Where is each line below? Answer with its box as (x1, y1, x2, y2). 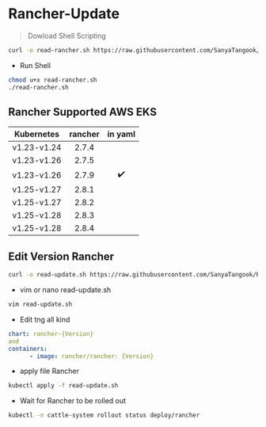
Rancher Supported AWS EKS (8, 105, 157, 119)
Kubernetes (14, 128, 60, 139)
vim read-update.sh (8, 300, 73, 309)
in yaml (107, 128, 136, 139)
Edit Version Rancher (8, 250, 115, 263)
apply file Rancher (19, 366, 79, 376)
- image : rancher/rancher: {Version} (28, 352, 154, 360)
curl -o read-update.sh (8, 271, 87, 279)
